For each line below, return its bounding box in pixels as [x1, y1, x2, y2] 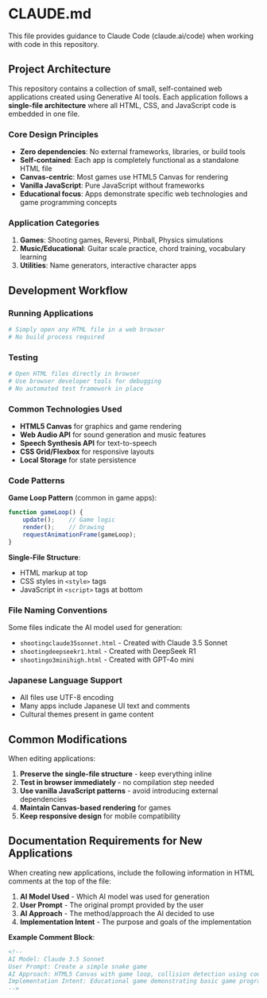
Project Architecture [8, 63, 111, 76]
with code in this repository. [8, 39, 99, 48]
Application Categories [8, 217, 100, 228]
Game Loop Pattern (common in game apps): [8, 493, 157, 503]
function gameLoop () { [8, 509, 83, 516]
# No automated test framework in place [8, 385, 145, 393]
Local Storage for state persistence [19, 455, 137, 465]
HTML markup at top [19, 567, 88, 577]
